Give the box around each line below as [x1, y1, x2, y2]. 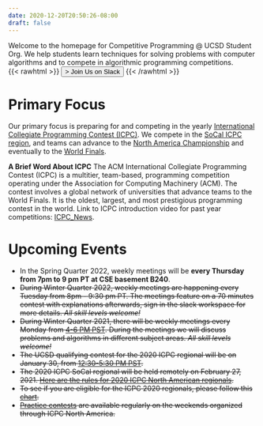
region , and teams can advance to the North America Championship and [8, 138, 244, 148]
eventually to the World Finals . [8, 147, 107, 156]
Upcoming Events [8, 240, 127, 258]
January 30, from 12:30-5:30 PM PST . [19, 359, 144, 368]
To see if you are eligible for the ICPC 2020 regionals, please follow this [19, 384, 253, 394]
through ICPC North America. [19, 409, 116, 419]
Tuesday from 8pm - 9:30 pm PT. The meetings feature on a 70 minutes [19, 292, 254, 301]
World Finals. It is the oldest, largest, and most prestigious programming [8, 195, 242, 205]
